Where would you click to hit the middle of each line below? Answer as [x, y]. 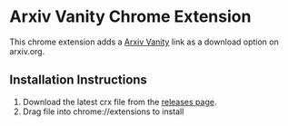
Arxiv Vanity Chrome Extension [130, 17]
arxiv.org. [27, 51]
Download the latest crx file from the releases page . [119, 102]
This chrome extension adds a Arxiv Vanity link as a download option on [144, 42]
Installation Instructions [79, 80]
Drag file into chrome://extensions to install [103, 111]
